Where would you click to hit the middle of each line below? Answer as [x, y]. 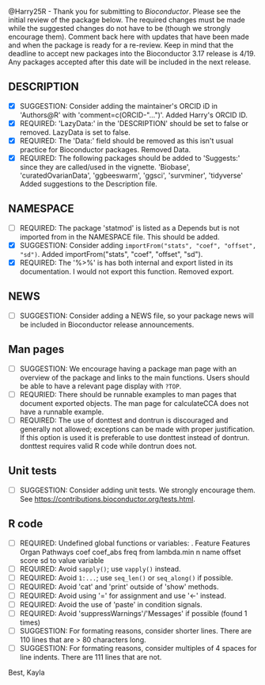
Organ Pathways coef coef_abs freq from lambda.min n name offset [130, 552]
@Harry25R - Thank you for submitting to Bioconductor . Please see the [125, 11]
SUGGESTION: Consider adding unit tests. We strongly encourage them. [137, 490]
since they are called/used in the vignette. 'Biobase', [105, 167]
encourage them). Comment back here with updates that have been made [129, 36]
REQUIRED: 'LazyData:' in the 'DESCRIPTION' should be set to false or [134, 123]
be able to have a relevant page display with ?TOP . [100, 386]
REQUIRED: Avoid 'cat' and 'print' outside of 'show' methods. [119, 587]
